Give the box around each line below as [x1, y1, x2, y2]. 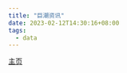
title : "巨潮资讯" [8, 11, 65, 20]
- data [15, 33, 38, 42]
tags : [8, 26, 26, 34]
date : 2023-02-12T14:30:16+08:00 [8, 19, 120, 27]
